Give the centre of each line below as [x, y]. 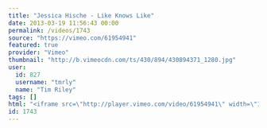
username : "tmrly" [46, 82]
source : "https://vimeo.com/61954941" [72, 38]
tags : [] [23, 97]
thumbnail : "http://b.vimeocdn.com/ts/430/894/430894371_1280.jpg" [122, 60]
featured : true [33, 45]
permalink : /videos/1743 [49, 30]
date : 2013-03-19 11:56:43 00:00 [64, 23]
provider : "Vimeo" [39, 52]
